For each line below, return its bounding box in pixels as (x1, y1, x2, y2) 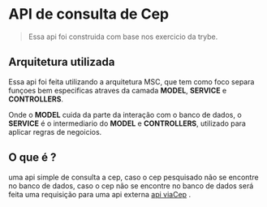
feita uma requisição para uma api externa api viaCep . (8, 189, 192, 199)
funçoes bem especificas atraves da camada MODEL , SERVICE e (8, 85, 227, 95)
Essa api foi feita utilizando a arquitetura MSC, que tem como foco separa (8, 76, 255, 86)
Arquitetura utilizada (8, 55, 115, 69)
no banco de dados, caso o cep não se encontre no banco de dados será (8, 180, 254, 191)
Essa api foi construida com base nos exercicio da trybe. (28, 32, 218, 41)
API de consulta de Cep (8, 5, 169, 24)
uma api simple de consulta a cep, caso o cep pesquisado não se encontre (8, 172, 259, 182)
